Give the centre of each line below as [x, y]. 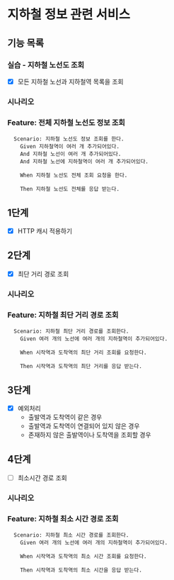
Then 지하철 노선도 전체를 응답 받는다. [70, 189]
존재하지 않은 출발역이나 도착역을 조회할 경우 [89, 435]
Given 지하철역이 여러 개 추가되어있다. [70, 147]
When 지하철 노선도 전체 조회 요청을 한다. [74, 175]
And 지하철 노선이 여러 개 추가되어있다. [71, 154]
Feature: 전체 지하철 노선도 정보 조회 [66, 123]
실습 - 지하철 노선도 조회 [46, 65]
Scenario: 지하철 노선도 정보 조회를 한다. [69, 139]
